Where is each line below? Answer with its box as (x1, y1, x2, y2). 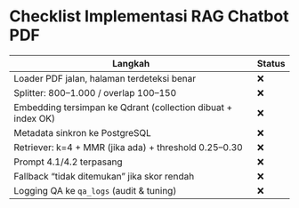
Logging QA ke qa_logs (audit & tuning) (13, 184, 177, 196)
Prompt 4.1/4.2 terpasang (13, 156, 123, 168)
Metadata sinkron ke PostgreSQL (13, 126, 151, 139)
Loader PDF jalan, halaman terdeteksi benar (13, 72, 197, 84)
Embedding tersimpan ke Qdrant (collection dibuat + (13, 100, 233, 113)
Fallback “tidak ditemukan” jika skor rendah (13, 170, 195, 182)
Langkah (112, 57, 150, 69)
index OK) (13, 112, 56, 124)
